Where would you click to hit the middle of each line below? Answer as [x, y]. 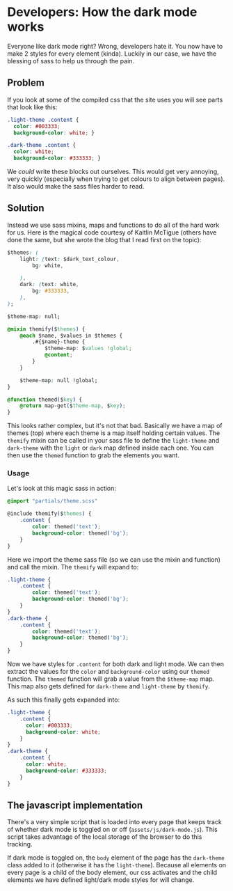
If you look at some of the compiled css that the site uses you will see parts [115, 100]
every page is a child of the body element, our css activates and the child [112, 873]
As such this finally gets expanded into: [64, 700]
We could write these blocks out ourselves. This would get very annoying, [113, 172]
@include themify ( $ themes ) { [49, 514]
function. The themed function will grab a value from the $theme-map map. [111, 679]
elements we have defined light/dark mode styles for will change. [101, 880]
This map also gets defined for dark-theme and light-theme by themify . [109, 686]
